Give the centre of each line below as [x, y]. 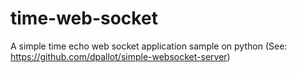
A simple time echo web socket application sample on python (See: [149, 46]
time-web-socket [84, 18]
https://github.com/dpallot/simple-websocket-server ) [120, 56]
